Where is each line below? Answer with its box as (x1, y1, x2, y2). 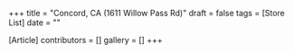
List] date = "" (8, 17, 61, 28)
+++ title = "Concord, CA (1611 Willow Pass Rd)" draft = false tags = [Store (8, 8, 286, 18)
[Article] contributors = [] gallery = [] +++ (8, 35, 164, 45)
